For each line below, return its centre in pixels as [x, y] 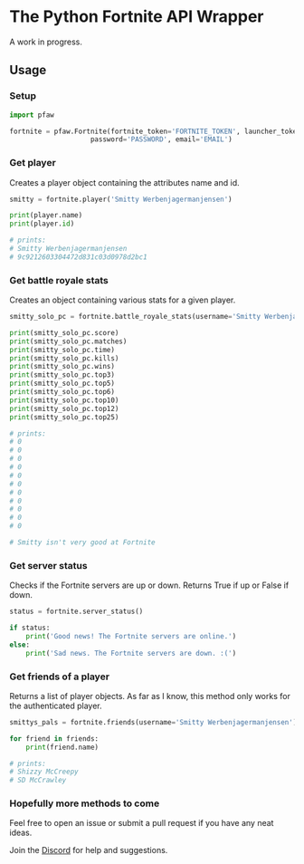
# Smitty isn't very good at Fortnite [82, 542]
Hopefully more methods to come [85, 803]
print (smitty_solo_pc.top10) [64, 400]
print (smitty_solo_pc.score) [64, 332]
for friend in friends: [54, 739]
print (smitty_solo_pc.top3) [62, 375]
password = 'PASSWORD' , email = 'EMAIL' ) [161, 139]
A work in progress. [46, 42]
